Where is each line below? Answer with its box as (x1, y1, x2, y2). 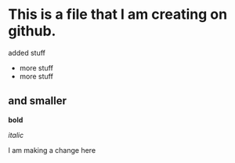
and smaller (8, 94, 67, 107)
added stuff (8, 48, 45, 57)
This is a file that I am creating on (8, 5, 228, 24)
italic (8, 130, 24, 139)
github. (8, 22, 56, 40)
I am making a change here (8, 145, 96, 154)
